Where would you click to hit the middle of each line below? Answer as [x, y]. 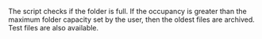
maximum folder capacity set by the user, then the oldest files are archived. [132, 19]
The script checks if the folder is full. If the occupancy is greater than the [128, 11]
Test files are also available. [54, 28]
